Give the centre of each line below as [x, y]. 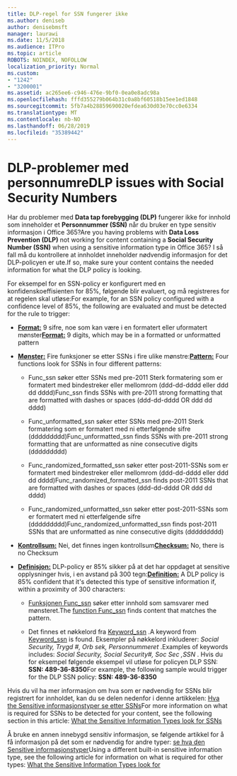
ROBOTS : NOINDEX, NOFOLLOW [47, 60]
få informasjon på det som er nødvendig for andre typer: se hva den [106, 742]
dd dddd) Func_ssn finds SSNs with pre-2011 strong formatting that [125, 393]
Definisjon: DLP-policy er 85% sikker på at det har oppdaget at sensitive [123, 567]
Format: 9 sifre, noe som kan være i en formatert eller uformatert [112, 327]
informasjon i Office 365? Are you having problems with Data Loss [103, 232]
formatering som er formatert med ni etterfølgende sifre [109, 429]
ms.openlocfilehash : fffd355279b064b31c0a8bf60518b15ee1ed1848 [103, 100]
